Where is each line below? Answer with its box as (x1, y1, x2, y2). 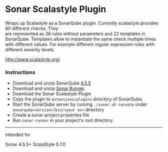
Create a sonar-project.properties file (12, 112, 89, 118)
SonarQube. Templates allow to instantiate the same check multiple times (5, 36, 156, 42)
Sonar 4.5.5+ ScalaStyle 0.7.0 (5, 141, 66, 147)
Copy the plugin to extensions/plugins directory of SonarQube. (12, 96, 143, 102)
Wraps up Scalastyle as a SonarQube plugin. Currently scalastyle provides (5, 20, 158, 26)
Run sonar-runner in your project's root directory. (12, 117, 114, 123)
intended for (5, 131, 31, 138)
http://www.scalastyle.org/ (5, 56, 60, 62)
